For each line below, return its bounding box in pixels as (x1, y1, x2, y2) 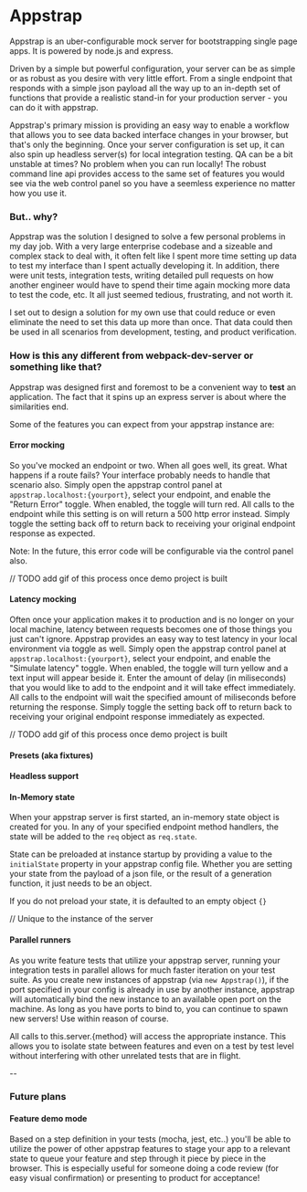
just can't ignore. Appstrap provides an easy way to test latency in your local (9, 633, 298, 644)
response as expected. (9, 527, 96, 539)
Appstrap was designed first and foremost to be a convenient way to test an (9, 381, 297, 393)
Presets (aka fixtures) (9, 750, 94, 761)
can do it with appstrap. (9, 101, 99, 112)
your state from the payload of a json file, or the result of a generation (9, 869, 272, 880)
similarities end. (9, 401, 69, 412)
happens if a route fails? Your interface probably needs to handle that (9, 469, 271, 480)
